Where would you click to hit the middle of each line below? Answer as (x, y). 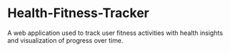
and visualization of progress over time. (65, 40)
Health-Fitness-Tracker (78, 13)
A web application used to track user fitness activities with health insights (115, 33)
